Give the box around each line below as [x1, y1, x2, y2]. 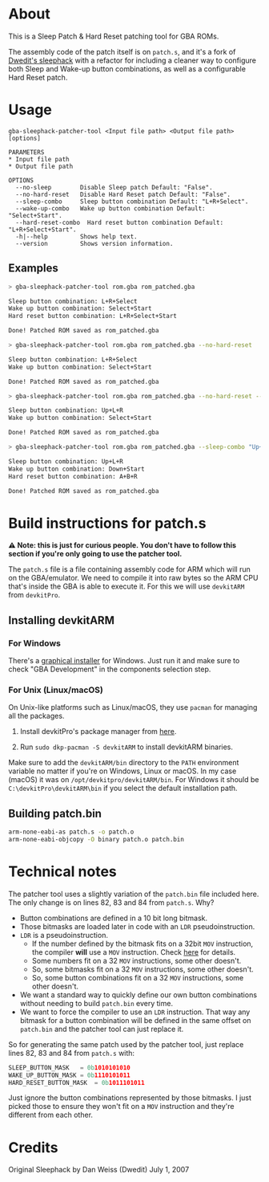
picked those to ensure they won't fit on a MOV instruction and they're [8, 1102, 235, 1111]
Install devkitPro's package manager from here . [19, 727, 177, 736]
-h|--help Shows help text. [15, 232, 138, 241]
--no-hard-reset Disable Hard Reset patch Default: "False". [15, 190, 231, 198]
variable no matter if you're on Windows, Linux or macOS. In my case [8, 766, 237, 776]
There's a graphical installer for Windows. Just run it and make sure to [8, 656, 240, 666]
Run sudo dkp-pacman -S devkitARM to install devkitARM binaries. [19, 742, 234, 752]
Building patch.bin [8, 806, 102, 820]
